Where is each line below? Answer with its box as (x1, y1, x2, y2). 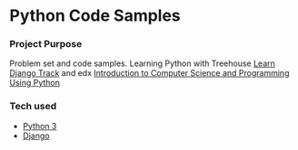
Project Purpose (9, 38, 83, 51)
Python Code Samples (9, 5, 182, 26)
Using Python (9, 78, 61, 89)
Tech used (9, 100, 57, 113)
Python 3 (22, 120, 57, 131)
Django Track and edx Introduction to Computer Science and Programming (9, 68, 290, 79)
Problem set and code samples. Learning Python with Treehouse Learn (9, 58, 275, 69)
